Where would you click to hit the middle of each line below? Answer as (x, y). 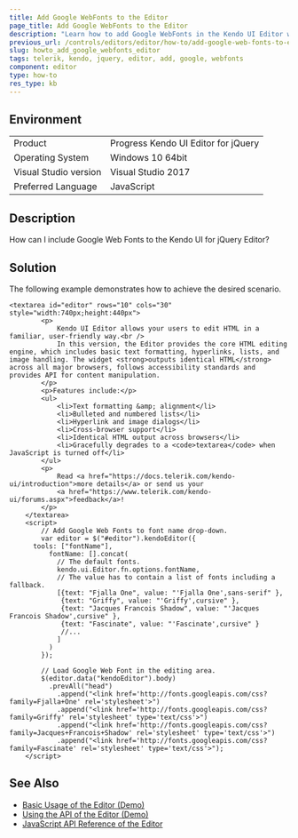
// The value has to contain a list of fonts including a (166, 578)
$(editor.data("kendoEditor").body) (109, 679)
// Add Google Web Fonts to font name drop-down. (134, 531)
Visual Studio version (58, 172)
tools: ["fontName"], (73, 547)
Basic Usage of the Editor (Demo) (83, 804)
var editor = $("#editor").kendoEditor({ (119, 539)
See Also (34, 783)
